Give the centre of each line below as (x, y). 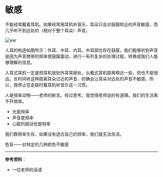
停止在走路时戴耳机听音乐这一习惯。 (54, 85)
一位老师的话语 (27, 169)
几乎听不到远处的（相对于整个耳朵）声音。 (48, 30)
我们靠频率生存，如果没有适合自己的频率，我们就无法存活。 (65, 134)
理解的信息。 (22, 62)
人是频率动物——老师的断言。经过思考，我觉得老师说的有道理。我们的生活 (79, 95)
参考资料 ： (16, 159)
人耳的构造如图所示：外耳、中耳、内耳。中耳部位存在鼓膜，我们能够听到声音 (81, 50)
